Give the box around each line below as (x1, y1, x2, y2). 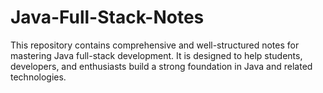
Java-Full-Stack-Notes (10, 6, 205, 29)
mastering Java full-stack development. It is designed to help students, (10, 49, 303, 61)
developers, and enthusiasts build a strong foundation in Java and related (10, 60, 313, 72)
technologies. (10, 71, 67, 83)
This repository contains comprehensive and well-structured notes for (10, 39, 300, 51)
